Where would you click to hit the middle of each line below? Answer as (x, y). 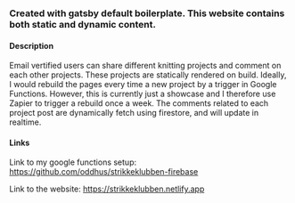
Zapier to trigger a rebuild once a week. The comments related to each (139, 103)
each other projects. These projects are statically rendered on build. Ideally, (148, 75)
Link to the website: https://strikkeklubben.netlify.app (107, 189)
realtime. (25, 122)
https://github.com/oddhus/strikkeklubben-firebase (104, 172)
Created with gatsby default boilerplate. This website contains (147, 13)
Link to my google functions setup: (73, 162)
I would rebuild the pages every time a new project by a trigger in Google (143, 85)
